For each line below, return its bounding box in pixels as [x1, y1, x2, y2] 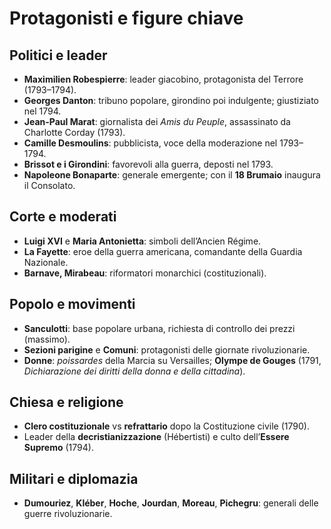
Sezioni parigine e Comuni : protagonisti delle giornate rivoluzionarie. [23, 343, 311, 356]
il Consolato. [23, 180, 76, 191]
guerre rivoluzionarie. [23, 508, 113, 520]
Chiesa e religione [9, 394, 124, 411]
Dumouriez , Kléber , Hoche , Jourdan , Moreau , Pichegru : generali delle [23, 497, 319, 509]
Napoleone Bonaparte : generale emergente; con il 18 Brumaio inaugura [23, 169, 321, 181]
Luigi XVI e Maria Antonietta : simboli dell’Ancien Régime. [23, 235, 262, 247]
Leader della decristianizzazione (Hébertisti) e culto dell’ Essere [23, 431, 290, 443]
